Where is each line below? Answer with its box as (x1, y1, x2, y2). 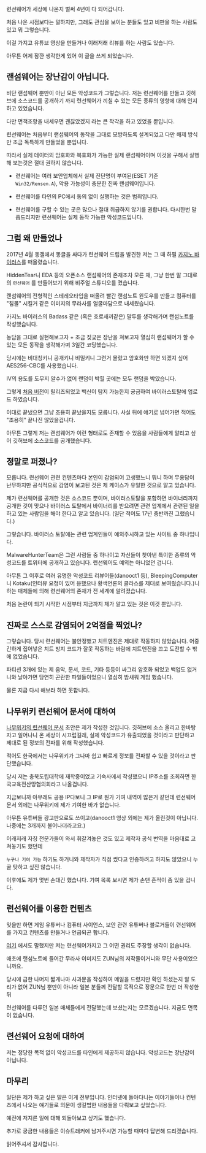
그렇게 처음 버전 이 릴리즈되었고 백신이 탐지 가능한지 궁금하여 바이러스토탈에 (6, 388, 187, 395)
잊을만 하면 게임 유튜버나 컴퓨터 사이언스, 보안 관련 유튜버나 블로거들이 (6, 921, 175, 928)
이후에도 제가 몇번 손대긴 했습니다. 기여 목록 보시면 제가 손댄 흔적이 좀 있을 (6, 876, 185, 884)
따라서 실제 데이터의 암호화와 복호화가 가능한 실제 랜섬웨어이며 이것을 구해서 (6, 151, 188, 158)
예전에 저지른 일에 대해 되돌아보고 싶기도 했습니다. (6, 1114, 126, 1121)
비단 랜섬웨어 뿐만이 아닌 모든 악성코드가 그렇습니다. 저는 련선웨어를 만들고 (6, 89, 185, 96)
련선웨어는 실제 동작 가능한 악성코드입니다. (42, 213, 143, 221)
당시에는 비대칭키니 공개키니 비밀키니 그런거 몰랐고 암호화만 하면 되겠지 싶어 (6, 354, 188, 361)
